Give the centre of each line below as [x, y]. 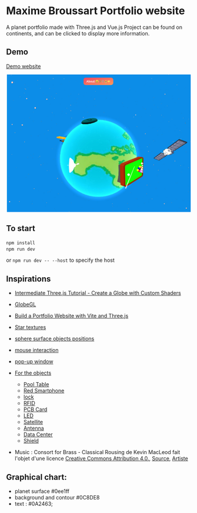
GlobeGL [25, 304]
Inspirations [29, 279]
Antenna [34, 428]
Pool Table [36, 384]
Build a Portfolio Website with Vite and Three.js [71, 316]
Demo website [24, 66]
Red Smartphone [44, 391]
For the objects [33, 373]
